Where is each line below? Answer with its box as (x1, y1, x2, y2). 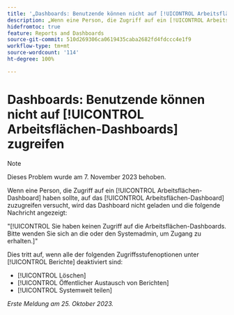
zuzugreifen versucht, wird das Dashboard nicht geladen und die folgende (7, 201, 221, 209)
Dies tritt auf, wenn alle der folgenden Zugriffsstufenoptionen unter (7, 250, 200, 259)
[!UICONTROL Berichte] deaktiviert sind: (7, 257, 123, 266)
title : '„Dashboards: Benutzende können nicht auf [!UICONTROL (7, 10, 195, 17)
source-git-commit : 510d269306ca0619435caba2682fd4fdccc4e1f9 (7, 36, 192, 43)
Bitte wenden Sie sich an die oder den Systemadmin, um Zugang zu (7, 229, 202, 238)
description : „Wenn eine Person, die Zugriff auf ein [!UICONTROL (7, 17, 204, 24)
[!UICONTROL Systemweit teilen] (17, 286, 113, 294)
